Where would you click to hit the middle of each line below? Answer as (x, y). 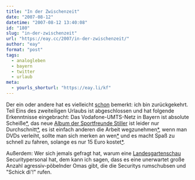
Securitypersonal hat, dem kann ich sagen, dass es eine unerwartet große (95, 159)
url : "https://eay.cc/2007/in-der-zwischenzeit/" (68, 39)
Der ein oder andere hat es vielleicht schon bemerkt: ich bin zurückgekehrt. (97, 104)
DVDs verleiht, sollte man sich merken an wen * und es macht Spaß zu (90, 135)
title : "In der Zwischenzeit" (43, 11)
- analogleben (28, 60)
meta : (13, 83)
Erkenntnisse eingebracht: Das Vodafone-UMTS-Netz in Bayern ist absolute (97, 117)
